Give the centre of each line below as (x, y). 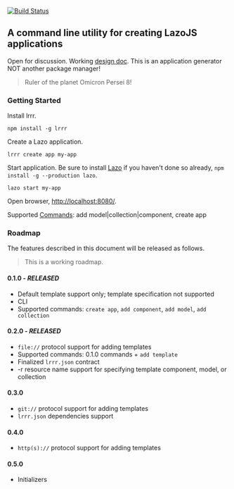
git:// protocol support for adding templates (83, 409)
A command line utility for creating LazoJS (103, 33)
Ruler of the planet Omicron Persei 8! (78, 82)
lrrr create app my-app (42, 155)
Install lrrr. (22, 116)
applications (35, 44)
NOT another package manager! (54, 68)
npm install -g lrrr (38, 129)
